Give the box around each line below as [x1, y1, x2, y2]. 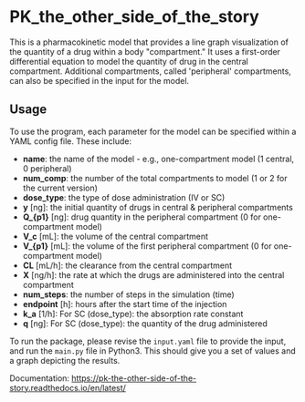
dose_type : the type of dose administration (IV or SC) [22, 191, 226, 202]
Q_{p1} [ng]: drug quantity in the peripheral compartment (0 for [22, 211, 262, 222]
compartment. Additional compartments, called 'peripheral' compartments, [9, 66, 292, 77]
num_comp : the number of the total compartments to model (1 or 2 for [22, 172, 288, 183]
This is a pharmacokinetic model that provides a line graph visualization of [9, 36, 289, 47]
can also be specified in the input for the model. [9, 75, 190, 86]
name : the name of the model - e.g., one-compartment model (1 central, [22, 153, 295, 164]
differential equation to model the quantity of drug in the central [9, 56, 248, 67]
